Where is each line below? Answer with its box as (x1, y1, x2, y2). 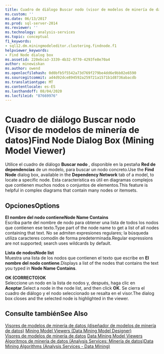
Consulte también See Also (5, 310, 88, 318)
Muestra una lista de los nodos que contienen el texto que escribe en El (5, 255, 149, 261)
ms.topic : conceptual (5, 35, 49, 39)
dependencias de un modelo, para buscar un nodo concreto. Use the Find (5, 167, 154, 173)
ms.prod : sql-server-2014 (5, 20, 58, 26)
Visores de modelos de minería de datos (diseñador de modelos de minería (5, 322, 156, 328)
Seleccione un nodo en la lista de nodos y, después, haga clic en (5, 280, 136, 286)
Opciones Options (5, 201, 60, 210)
